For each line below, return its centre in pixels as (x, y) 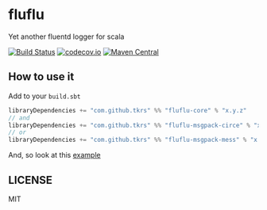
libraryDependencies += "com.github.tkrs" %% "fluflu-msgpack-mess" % (128, 140)
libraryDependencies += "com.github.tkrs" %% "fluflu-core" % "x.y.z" (128, 110)
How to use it (41, 77)
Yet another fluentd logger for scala (66, 36)
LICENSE (31, 180)
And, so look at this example (54, 155)
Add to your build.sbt (44, 96)
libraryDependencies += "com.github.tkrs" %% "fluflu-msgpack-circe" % (129, 125)
